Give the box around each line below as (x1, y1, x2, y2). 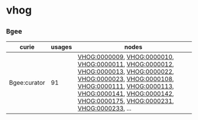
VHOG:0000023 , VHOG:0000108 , (77, 75, 174, 83)
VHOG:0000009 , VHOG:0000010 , (77, 53, 174, 61)
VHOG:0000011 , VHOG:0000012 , (77, 60, 174, 68)
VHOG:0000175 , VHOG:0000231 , (77, 97, 174, 105)
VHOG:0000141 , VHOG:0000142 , (77, 89, 174, 98)
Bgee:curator (9, 79, 45, 86)
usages (51, 43, 72, 51)
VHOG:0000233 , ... (77, 104, 131, 112)
